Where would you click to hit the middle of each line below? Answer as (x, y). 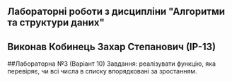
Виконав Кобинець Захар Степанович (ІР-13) (112, 46)
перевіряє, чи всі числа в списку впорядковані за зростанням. (102, 71)
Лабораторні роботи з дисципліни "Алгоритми (116, 12)
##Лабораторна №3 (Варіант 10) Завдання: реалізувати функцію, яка (112, 64)
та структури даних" (56, 23)
